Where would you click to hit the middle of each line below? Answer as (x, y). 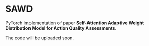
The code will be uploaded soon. (40, 38)
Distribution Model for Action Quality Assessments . (61, 28)
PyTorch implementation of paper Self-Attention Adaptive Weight (75, 23)
